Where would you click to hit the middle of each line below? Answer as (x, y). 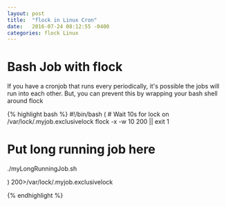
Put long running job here (81, 150)
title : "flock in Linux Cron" (52, 20)
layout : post (26, 13)
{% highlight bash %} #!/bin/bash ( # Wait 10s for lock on (88, 114)
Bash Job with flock (65, 67)
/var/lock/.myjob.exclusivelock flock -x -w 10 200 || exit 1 (88, 122)
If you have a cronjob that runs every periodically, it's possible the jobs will (113, 86)
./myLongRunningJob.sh (42, 169)
